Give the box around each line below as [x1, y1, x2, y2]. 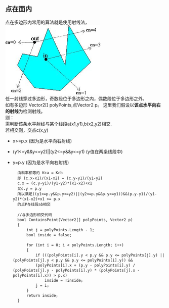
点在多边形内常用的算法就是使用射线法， [5, 19, 90, 25]
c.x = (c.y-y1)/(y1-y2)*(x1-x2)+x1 [17, 181, 93, 186]
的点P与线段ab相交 [17, 201, 51, 207]
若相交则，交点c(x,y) [5, 127, 49, 133]
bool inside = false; [26, 232, 72, 237]
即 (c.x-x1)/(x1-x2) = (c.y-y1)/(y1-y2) [17, 176, 103, 181]
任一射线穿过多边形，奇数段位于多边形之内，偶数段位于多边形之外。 [5, 95, 147, 101]
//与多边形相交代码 [17, 212, 52, 217]
